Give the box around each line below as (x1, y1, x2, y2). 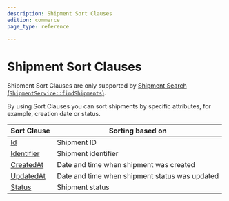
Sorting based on (108, 126, 167, 135)
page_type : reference (7, 23, 70, 30)
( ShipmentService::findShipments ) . (7, 89, 107, 97)
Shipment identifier (57, 149, 119, 159)
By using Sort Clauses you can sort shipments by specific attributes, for (7, 102, 212, 111)
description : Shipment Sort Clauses (7, 10, 112, 17)
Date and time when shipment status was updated (57, 171, 219, 181)
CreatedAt (10, 160, 44, 170)
